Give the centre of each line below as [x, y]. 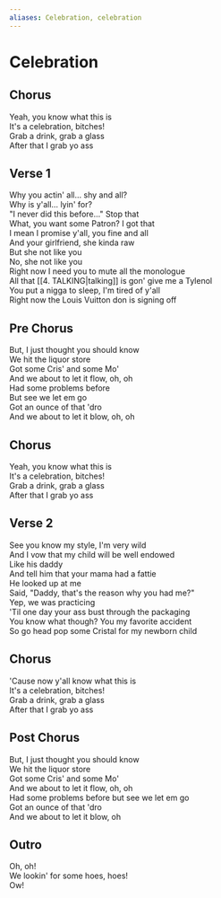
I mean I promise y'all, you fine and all [79, 233]
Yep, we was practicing [52, 602]
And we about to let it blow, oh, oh [72, 417]
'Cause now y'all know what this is [73, 681]
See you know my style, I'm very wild [78, 545]
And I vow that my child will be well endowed [92, 554]
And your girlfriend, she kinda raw [72, 242]
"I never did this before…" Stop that [74, 214]
